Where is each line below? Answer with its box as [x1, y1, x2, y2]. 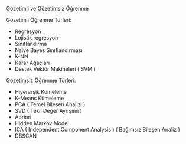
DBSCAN [14, 132, 37, 139]
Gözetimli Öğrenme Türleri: [6, 17, 72, 23]
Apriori [14, 113, 32, 120]
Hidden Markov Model [14, 120, 69, 126]
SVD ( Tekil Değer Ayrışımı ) [14, 107, 83, 114]
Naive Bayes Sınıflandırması [14, 47, 83, 54]
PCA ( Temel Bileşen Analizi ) [14, 101, 86, 108]
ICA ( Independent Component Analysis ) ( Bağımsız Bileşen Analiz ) [14, 126, 180, 133]
